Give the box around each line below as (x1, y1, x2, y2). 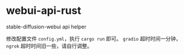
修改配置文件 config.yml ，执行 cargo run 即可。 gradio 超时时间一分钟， (6, 35, 181, 42)
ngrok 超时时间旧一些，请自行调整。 (6, 42, 92, 49)
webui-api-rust (6, 4, 82, 17)
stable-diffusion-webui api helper (6, 23, 86, 30)
